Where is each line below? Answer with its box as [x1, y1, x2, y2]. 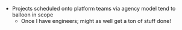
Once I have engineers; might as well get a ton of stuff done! [20, 18, 172, 24]
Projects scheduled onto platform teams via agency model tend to [11, 5, 176, 12]
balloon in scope [11, 11, 54, 18]
